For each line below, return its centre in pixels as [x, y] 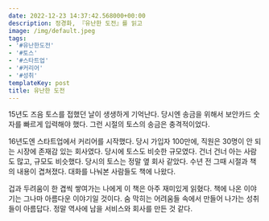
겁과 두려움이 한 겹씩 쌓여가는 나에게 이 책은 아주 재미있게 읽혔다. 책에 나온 [125, 189]
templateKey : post [39, 83]
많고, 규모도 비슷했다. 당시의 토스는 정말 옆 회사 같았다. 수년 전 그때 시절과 [132, 162]
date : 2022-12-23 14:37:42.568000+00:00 [77, 16]
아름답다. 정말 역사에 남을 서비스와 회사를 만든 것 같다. [108, 209]
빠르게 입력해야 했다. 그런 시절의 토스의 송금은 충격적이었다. [117, 125]
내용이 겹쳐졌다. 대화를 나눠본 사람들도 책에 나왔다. [96, 172]
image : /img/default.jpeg [52, 31]
